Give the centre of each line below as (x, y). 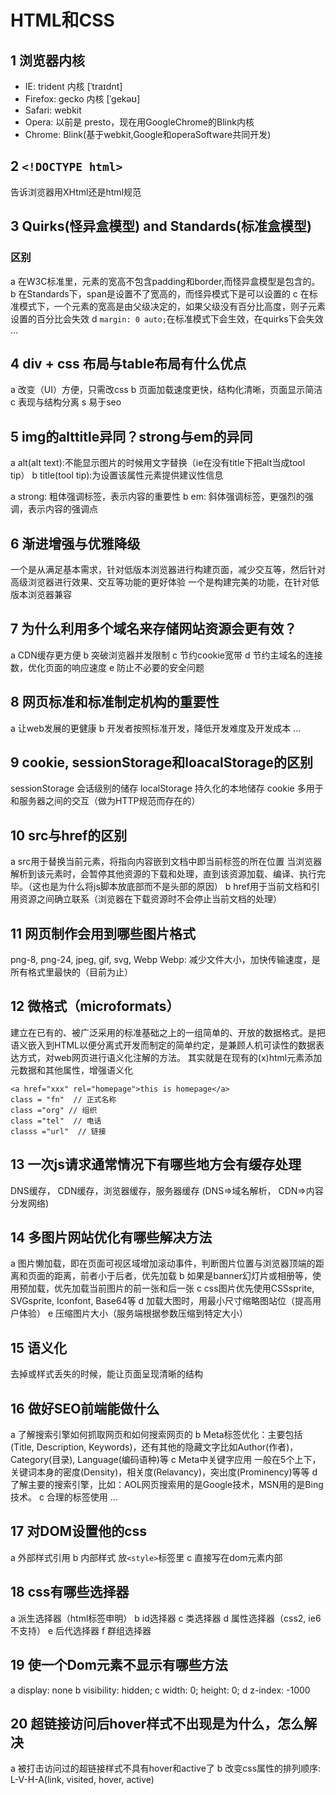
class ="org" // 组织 (54, 1110)
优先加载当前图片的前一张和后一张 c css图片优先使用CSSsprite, (184, 1288)
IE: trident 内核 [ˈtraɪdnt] (73, 86)
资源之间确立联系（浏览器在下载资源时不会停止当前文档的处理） (150, 899)
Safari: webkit (53, 110)
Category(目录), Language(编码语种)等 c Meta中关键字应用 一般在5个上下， (166, 1460)
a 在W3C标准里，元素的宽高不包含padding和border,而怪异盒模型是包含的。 (165, 281)
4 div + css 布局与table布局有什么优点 (128, 363)
